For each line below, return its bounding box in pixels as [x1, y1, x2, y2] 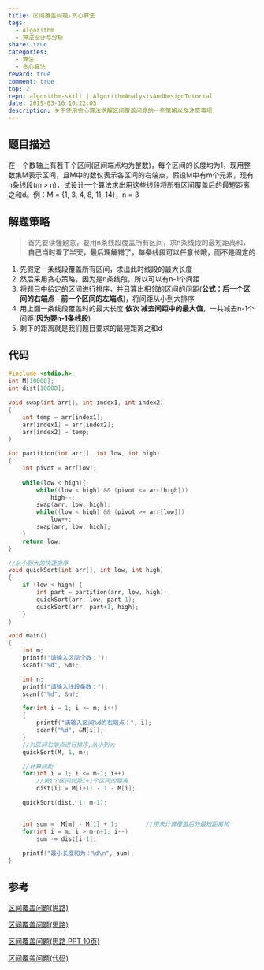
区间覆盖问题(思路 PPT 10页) [8, 936, 100, 946]
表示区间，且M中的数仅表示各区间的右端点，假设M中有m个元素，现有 [28, 170, 255, 180]
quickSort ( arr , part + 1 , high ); [36, 603, 139, 611]
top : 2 [8, 84, 30, 93]
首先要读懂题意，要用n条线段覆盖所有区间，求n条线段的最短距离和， [27, 237, 251, 247]
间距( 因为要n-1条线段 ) [19, 313, 91, 323]
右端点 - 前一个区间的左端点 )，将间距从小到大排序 [33, 293, 195, 303]
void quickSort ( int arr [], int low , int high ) [8, 567, 164, 574]
